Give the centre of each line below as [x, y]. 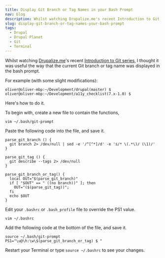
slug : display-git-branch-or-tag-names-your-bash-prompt [65, 23]
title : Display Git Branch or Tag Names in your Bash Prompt [69, 10]
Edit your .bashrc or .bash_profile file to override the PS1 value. [70, 209]
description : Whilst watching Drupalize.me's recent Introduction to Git [82, 19]
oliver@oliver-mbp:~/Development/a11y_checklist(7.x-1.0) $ [68, 94]
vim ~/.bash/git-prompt [30, 121]
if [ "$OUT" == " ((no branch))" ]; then [53, 183]
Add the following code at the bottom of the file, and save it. [66, 227]
